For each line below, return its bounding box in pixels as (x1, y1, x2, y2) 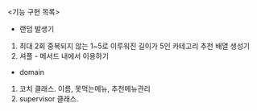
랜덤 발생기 (19, 24, 55, 34)
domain (19, 68, 45, 76)
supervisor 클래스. (19, 94, 79, 103)
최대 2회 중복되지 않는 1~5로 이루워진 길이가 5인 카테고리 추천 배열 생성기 (19, 41, 251, 51)
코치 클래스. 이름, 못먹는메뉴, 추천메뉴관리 (19, 84, 151, 93)
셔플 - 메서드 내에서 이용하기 (19, 51, 110, 60)
